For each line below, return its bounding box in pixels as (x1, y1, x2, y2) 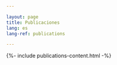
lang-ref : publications (6, 30, 66, 36)
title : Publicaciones (6, 19, 60, 26)
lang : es (6, 25, 28, 31)
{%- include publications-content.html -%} (6, 52, 112, 60)
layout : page (6, 14, 39, 20)
